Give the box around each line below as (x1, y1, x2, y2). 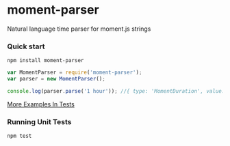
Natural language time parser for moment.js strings (7, 25, 151, 33)
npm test (7, 132, 32, 140)
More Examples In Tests (7, 100, 75, 108)
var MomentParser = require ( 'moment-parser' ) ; (7, 69, 142, 76)
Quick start (7, 42, 46, 51)
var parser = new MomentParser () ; (7, 76, 106, 83)
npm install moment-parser (7, 57, 84, 64)
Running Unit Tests (7, 117, 72, 126)
